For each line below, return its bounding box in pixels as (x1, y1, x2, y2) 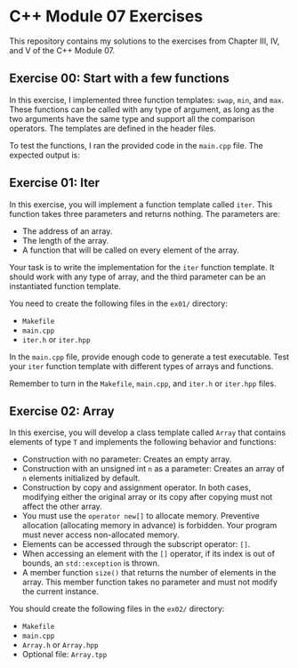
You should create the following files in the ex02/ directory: (9, 603, 225, 615)
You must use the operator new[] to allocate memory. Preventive (21, 511, 260, 521)
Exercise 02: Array (9, 403, 115, 419)
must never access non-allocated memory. (21, 529, 180, 540)
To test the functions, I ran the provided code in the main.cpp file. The (9, 140, 264, 150)
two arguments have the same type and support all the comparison (9, 113, 255, 124)
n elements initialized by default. (21, 473, 141, 484)
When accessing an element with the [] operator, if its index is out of (21, 549, 276, 559)
